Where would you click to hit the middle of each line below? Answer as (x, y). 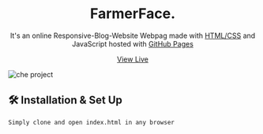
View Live (133, 59)
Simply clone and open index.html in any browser (92, 122)
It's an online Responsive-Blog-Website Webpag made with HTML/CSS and (133, 35)
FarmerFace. (133, 14)
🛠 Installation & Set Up (65, 100)
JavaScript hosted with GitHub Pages (133, 43)
